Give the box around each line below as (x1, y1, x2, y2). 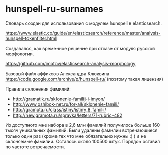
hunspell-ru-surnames (5, 3, 103, 15)
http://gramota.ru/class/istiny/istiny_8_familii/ (12, 106, 107, 113)
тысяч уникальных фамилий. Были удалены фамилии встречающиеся (5, 127, 158, 134)
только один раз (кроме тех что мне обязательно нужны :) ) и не (5, 132, 146, 139)
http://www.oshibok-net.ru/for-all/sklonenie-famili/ (12, 101, 119, 107)
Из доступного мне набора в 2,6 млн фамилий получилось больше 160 (5, 122, 160, 128)
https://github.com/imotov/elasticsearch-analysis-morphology (5, 60, 136, 67)
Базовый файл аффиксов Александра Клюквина (5, 70, 110, 77)
